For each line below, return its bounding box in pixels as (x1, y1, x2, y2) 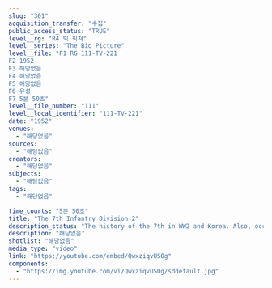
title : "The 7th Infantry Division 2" (8, 214, 139, 222)
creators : (8, 155, 42, 163)
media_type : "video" (8, 244, 79, 253)
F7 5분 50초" (8, 95, 49, 103)
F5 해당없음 (8, 79, 42, 87)
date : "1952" (8, 117, 53, 125)
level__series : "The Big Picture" (8, 42, 125, 50)
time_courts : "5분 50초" (8, 207, 89, 215)
